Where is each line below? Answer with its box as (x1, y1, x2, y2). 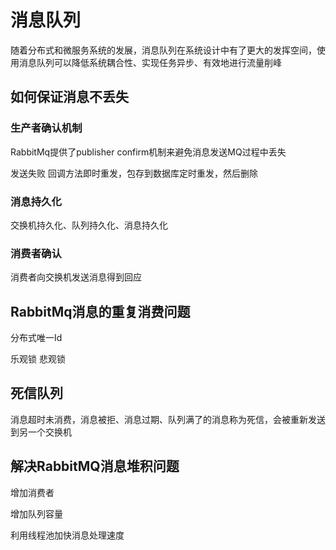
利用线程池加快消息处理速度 (10, 529, 125, 541)
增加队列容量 (10, 507, 63, 520)
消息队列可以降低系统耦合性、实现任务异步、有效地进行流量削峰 (18, 56, 282, 68)
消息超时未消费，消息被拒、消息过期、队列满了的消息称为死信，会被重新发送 (10, 413, 326, 425)
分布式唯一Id (10, 332, 63, 344)
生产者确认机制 (10, 121, 83, 135)
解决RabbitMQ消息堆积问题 (10, 458, 180, 475)
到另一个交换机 (10, 426, 72, 438)
